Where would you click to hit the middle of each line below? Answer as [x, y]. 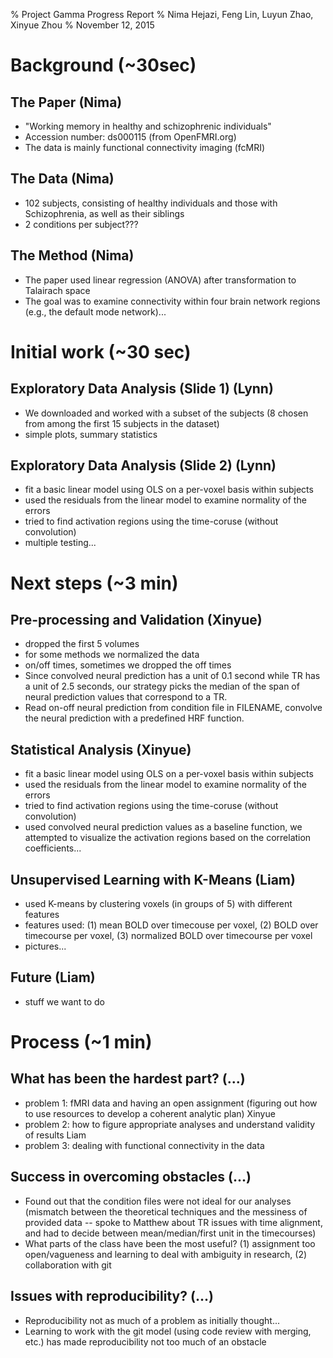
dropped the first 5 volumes [82, 644]
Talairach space [57, 290]
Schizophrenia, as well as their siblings [104, 213]
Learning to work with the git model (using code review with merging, [168, 1331]
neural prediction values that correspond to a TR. [126, 697]
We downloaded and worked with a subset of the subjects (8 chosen [166, 413]
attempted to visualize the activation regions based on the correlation [168, 838]
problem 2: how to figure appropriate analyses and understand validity [170, 1124]
